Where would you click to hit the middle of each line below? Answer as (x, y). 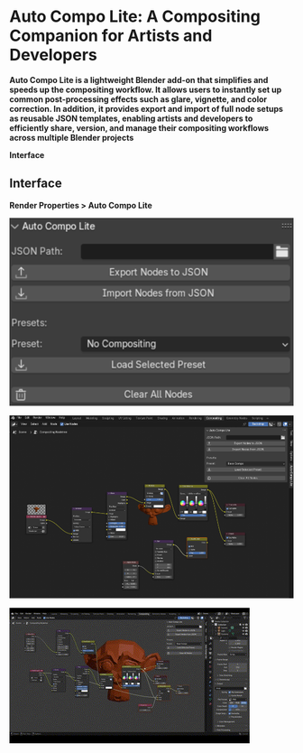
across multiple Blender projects (72, 137)
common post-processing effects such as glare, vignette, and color (138, 99)
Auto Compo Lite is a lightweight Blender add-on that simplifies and (139, 79)
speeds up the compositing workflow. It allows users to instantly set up (146, 89)
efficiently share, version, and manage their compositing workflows (139, 127)
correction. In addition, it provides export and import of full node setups (147, 108)
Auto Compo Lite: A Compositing (135, 17)
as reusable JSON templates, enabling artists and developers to (131, 118)
